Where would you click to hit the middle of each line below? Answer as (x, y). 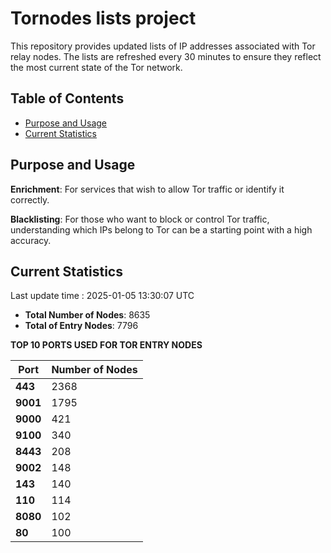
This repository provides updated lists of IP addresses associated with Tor (163, 46)
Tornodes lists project (103, 18)
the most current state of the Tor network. (96, 67)
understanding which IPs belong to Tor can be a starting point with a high (161, 229)
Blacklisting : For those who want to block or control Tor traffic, (140, 219)
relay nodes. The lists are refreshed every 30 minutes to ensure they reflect (166, 56)
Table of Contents (67, 98)
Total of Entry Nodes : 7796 (81, 326)
